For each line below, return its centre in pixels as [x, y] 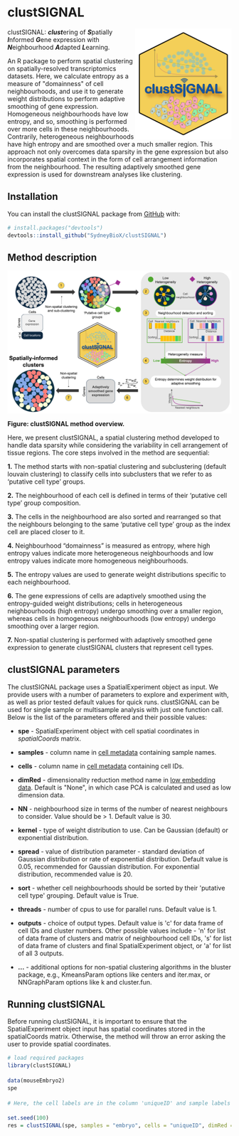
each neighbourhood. [39, 582]
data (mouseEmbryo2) [36, 1081]
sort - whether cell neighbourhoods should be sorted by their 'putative [121, 888]
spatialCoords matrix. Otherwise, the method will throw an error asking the [117, 1036]
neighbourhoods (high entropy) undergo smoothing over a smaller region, [115, 611]
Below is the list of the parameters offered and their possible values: [107, 717]
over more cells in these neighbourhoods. [68, 129]
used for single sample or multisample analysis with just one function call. [116, 709]
